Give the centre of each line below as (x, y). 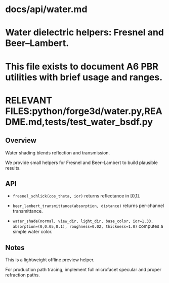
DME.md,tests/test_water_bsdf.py (79, 122)
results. (13, 168)
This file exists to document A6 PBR (82, 66)
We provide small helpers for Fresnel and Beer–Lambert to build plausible (81, 163)
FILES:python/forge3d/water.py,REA (84, 111)
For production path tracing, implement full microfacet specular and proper (83, 270)
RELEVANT (29, 100)
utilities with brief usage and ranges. (84, 77)
